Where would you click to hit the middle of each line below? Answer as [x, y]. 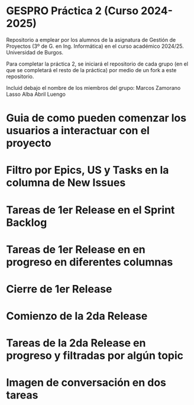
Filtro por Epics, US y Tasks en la [88, 170]
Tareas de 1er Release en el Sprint [90, 210]
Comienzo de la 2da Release [77, 316]
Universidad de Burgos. [35, 52]
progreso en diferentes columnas [90, 262]
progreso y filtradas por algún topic [95, 356]
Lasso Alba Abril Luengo [36, 94]
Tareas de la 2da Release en [76, 343]
